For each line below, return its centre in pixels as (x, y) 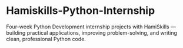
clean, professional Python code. (46, 39)
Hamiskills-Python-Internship (81, 11)
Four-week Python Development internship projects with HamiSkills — (91, 27)
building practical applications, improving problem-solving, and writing (92, 32)
